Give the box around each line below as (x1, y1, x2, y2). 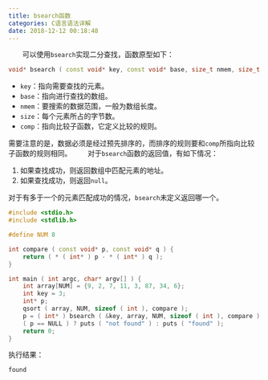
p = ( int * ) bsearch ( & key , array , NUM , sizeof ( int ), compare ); (22, 312, 264, 320)
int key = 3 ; (22, 290, 67, 298)
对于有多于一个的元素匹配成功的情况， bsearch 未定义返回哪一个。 (8, 193, 224, 202)
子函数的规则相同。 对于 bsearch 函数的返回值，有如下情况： (8, 149, 219, 158)
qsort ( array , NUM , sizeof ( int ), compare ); (22, 304, 189, 313)
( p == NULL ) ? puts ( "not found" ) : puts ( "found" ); (22, 319, 225, 328)
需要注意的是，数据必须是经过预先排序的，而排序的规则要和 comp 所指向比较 (8, 138, 255, 149)
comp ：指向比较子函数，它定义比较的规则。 (19, 121, 162, 131)
